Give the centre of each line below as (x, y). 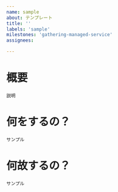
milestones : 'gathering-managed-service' (60, 35)
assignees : (20, 40)
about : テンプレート (29, 18)
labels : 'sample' (28, 29)
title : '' (19, 23)
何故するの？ (39, 166)
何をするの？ (39, 122)
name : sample (23, 12)
